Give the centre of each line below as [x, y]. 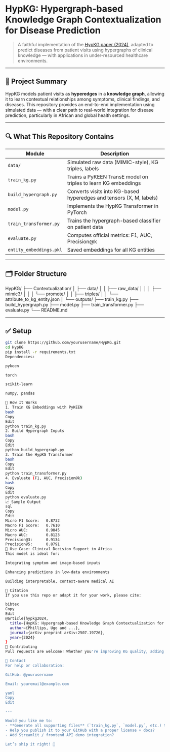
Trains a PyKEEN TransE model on [108, 177]
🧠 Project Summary [36, 82]
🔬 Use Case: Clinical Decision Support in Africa [59, 549]
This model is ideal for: [32, 554]
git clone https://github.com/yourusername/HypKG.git [63, 343]
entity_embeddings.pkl [35, 250]
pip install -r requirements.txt [40, 352]
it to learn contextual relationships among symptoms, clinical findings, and [83, 99]
